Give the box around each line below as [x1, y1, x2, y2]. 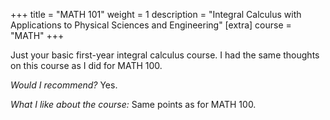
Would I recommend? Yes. [10, 79, 118, 91]
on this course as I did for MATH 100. [10, 60, 163, 71]
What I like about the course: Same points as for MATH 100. [10, 99, 257, 110]
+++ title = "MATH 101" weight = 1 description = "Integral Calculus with [10, 9, 302, 20]
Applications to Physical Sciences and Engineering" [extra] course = [10, 19, 292, 31]
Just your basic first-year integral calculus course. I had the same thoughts [10, 49, 320, 61]
